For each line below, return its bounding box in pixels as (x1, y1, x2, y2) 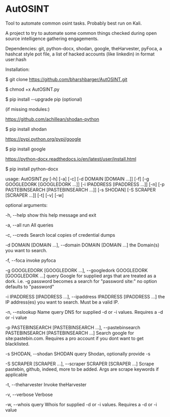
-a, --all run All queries (5, 222, 54, 228)
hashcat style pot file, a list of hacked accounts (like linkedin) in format (5, 51, 155, 57)
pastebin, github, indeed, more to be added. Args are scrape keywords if (5, 366, 159, 372)
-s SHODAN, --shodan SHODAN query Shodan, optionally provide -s (5, 350, 150, 357)
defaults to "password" (5, 283, 54, 290)
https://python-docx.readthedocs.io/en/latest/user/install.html (5, 156, 137, 162)
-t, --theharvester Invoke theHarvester (5, 381, 87, 388)
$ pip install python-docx (5, 165, 59, 172)
